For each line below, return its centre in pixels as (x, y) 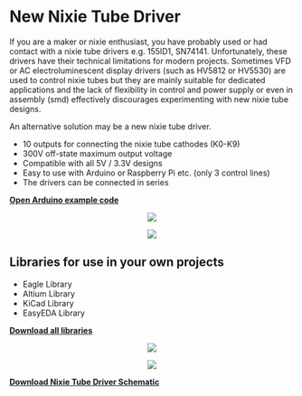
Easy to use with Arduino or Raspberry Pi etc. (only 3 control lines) (146, 173)
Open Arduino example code (64, 200)
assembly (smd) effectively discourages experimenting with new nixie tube (149, 99)
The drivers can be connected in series (95, 182)
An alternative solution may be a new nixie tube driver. (110, 126)
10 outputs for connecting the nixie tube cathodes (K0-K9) (131, 144)
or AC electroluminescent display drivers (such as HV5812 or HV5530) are (148, 71)
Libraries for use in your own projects (117, 263)
